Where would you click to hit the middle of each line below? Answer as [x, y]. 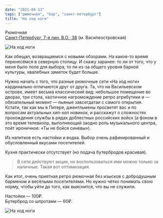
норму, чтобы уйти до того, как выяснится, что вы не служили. [71, 187]
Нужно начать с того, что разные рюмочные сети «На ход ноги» [72, 81]
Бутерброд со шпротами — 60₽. [39, 201]
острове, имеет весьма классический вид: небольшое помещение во [78, 92]
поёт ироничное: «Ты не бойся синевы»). [48, 128]
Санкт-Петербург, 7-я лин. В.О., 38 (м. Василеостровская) [66, 38]
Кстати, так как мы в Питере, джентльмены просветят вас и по [71, 107]
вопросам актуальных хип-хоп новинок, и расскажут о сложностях [76, 113]
